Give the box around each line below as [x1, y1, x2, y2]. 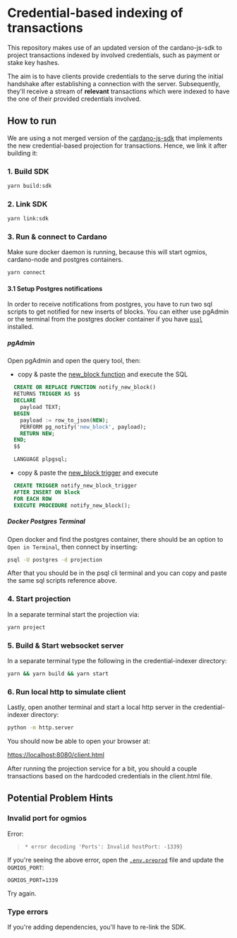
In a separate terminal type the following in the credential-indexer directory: [7, 656, 227, 665]
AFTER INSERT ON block [13, 489, 80, 496]
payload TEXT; [20, 404, 61, 411]
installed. [7, 323, 34, 331]
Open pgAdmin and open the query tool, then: [7, 357, 141, 365]
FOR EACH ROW [13, 495, 52, 502]
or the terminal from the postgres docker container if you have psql [7, 315, 203, 323]
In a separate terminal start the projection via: [7, 610, 140, 619]
